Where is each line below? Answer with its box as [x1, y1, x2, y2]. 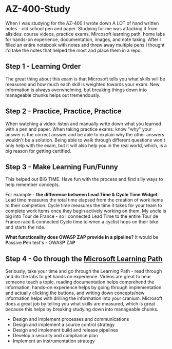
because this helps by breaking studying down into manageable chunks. [5, 306, 159, 313]
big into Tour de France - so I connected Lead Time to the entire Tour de [5, 213, 158, 219]
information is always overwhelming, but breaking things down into [5, 87, 147, 93]
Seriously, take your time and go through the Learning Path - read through [5, 268, 162, 274]
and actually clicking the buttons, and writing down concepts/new [5, 290, 145, 296]
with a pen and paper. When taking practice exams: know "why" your [5, 126, 152, 132]
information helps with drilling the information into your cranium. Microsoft [5, 295, 163, 301]
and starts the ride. [5, 224, 46, 231]
